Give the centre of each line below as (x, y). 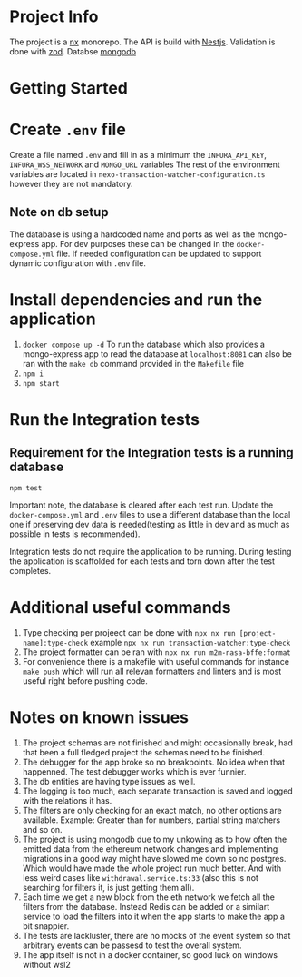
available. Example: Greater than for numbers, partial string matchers (151, 820)
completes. (30, 570)
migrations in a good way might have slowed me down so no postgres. (154, 858)
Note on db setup (59, 212)
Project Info (54, 17)
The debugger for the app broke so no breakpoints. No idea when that (154, 762)
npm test (26, 488)
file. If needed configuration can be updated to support (159, 253)
